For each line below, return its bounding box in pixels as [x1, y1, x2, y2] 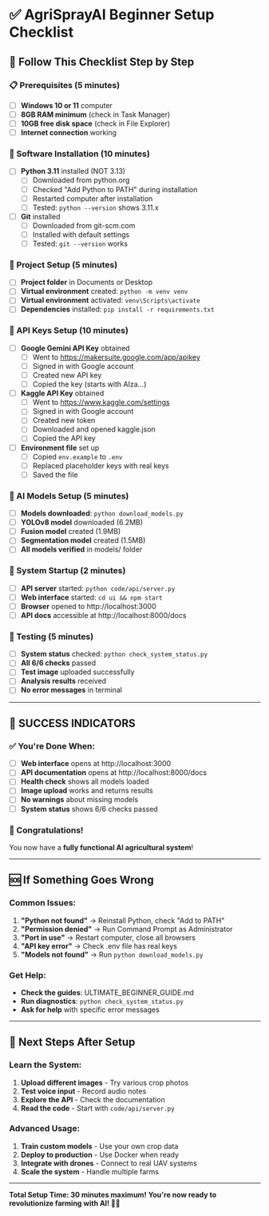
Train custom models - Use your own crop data [20, 1141, 179, 1150]
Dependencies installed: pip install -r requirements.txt [20, 304, 215, 314]
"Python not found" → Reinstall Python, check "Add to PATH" [20, 915, 225, 925]
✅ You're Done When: [9, 740, 95, 752]
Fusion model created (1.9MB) [20, 527, 121, 536]
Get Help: [9, 969, 47, 981]
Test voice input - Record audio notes [20, 1086, 147, 1096]
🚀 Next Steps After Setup [9, 1035, 136, 1049]
